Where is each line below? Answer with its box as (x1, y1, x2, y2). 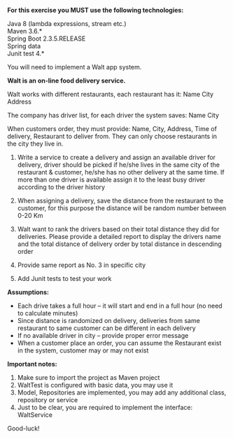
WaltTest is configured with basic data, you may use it (17, 381, 174, 389)
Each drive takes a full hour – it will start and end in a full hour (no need (17, 301, 223, 310)
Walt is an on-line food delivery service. (7, 76, 126, 85)
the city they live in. (7, 139, 64, 148)
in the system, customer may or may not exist (17, 346, 149, 355)
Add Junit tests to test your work (17, 275, 112, 282)
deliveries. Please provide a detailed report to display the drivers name (17, 233, 222, 240)
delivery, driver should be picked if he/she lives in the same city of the (17, 160, 220, 169)
